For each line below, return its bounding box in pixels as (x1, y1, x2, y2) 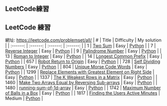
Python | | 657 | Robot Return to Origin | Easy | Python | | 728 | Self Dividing (5, 58, 161, 64)
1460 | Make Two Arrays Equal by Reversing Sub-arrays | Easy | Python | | (5, 80, 158, 86)
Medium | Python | (5, 96, 43, 102)
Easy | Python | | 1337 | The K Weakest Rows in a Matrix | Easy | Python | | (5, 74, 158, 80)
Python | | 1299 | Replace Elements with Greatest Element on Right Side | (5, 69, 155, 75)
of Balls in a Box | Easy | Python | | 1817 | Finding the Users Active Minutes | (5, 90, 161, 96)
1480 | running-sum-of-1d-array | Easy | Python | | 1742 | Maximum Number (5, 85, 161, 91)
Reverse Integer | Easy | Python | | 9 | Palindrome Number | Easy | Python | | (5, 48, 162, 54)
